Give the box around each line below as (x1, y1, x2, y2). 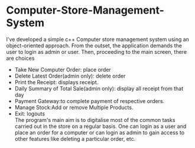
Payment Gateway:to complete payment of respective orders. (14, 97, 165, 104)
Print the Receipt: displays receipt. (14, 78, 99, 86)
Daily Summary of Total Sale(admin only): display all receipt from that (14, 85, 184, 92)
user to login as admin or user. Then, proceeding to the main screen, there (6, 48, 187, 55)
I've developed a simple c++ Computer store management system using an (6, 36, 189, 43)
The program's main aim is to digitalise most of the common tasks (14, 116, 175, 123)
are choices (6, 54, 35, 62)
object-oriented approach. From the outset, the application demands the (6, 42, 182, 49)
